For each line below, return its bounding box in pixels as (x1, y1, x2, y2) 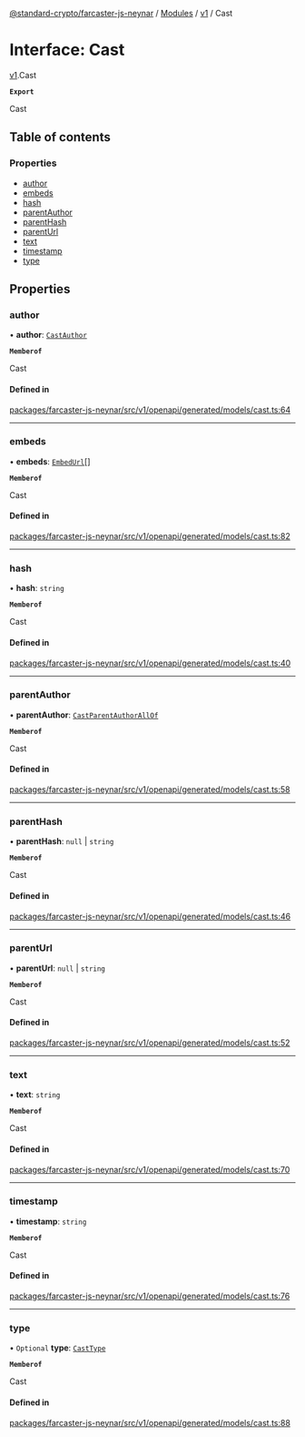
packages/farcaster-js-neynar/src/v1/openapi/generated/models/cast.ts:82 (9, 531, 290, 542)
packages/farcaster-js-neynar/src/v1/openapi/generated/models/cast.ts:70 (9, 1164, 290, 1175)
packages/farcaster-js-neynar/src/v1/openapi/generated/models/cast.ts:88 (9, 1417, 290, 1428)
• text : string (9, 1089, 61, 1100)
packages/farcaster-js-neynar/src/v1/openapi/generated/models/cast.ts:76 (9, 1290, 290, 1301)
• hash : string (9, 583, 65, 594)
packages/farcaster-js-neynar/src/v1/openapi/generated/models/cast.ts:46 (9, 911, 291, 922)
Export (9, 87, 34, 97)
